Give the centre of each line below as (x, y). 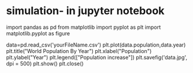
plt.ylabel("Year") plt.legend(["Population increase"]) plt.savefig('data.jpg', (97, 57)
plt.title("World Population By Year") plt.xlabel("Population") (79, 51)
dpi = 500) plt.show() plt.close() (45, 64)
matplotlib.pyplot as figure (38, 33)
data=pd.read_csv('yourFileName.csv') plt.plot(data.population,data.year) (96, 45)
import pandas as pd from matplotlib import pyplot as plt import (83, 27)
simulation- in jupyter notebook (85, 11)
